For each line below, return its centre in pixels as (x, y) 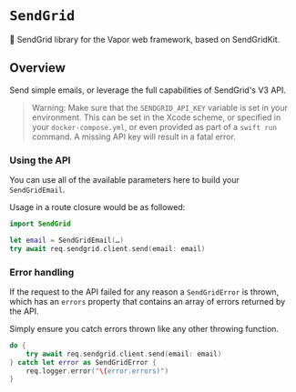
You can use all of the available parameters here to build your (124, 180)
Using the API (40, 160)
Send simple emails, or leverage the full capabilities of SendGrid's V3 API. (148, 90)
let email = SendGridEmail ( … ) (67, 240)
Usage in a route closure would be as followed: (97, 207)
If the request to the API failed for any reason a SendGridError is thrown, (144, 291)
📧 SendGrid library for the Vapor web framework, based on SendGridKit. (145, 39)
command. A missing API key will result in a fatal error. (134, 136)
